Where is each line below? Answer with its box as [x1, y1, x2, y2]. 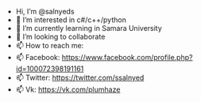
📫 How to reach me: [15, 41, 84, 50]
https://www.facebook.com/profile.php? [61, 53, 193, 62]
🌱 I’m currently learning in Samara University [15, 24, 163, 32]
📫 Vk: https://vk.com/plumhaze [15, 85, 121, 94]
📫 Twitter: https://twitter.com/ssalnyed [15, 73, 145, 82]
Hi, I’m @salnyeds [15, 7, 75, 16]
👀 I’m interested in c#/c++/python [15, 15, 127, 25]
